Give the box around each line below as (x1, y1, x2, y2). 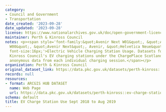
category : (5, 7, 26, 12)
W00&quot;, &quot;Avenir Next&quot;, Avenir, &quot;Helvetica (9, 44, 140, 49)
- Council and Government (5, 12, 58, 17)
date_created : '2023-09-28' (5, 21, 63, 26)
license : (5, 30, 23, 35)
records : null (5, 72, 35, 77)
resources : (5, 76, 28, 81)
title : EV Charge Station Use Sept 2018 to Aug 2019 (5, 100, 116, 105)
